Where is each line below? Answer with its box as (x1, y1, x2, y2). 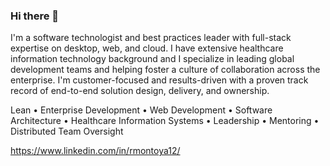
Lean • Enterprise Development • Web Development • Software (10, 104, 273, 116)
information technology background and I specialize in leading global (10, 53, 295, 65)
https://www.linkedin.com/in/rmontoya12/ (10, 145, 181, 157)
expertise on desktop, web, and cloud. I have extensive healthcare (10, 42, 284, 54)
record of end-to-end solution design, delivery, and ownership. (10, 85, 270, 97)
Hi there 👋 (10, 9, 60, 23)
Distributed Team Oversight (10, 125, 124, 138)
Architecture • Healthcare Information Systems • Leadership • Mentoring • (10, 115, 320, 127)
